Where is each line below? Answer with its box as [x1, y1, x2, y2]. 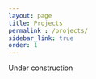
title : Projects [8, 19, 63, 27]
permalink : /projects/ [8, 26, 89, 34]
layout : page [8, 11, 52, 20]
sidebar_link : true [8, 34, 74, 42]
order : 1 [8, 41, 38, 49]
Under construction [8, 63, 73, 73]
